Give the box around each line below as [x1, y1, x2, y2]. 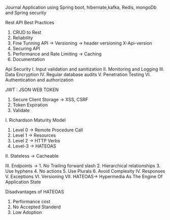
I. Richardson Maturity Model [5, 117, 66, 123]
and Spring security [5, 10, 47, 16]
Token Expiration [12, 102, 48, 108]
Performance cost [12, 199, 51, 204]
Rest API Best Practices [5, 20, 54, 25]
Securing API [12, 46, 41, 51]
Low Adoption [12, 209, 42, 215]
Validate [12, 107, 30, 113]
